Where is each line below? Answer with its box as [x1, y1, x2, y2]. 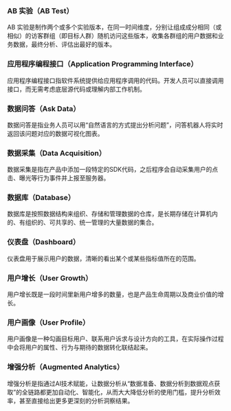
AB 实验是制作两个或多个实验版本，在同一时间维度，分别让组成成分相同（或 [7, 23, 222, 32]
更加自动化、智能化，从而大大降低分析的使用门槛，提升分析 [45, 388, 215, 396]
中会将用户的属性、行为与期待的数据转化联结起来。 [7, 343, 152, 352]
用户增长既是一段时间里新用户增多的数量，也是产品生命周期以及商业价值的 [7, 290, 218, 299]
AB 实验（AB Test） [7, 6, 74, 15]
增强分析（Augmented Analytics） [7, 362, 124, 372]
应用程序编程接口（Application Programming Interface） [7, 59, 198, 69]
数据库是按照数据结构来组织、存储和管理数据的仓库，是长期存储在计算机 [7, 210, 212, 218]
